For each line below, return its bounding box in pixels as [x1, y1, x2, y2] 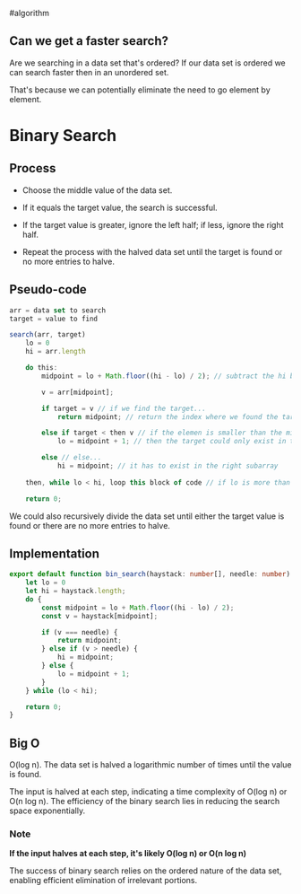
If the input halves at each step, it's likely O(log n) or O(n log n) [9, 848, 247, 859]
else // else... [41, 453, 102, 462]
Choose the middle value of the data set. [21, 184, 173, 196]
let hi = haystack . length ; [25, 587, 126, 596]
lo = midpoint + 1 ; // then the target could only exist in [56, 437, 287, 446]
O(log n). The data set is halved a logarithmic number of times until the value [9, 759, 292, 770]
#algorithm [9, 8, 50, 18]
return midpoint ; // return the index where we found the [56, 412, 279, 421]
